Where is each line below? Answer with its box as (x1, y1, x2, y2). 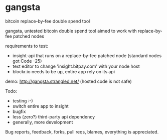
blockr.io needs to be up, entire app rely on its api (12, 68, 115, 74)
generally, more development (12, 119, 73, 125)
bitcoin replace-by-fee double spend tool (5, 18, 90, 24)
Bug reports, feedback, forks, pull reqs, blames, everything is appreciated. (5, 128, 159, 134)
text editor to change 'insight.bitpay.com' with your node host (12, 63, 140, 69)
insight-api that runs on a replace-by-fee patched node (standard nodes (12, 52, 162, 59)
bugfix (12, 108, 26, 114)
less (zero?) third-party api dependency (12, 113, 95, 119)
